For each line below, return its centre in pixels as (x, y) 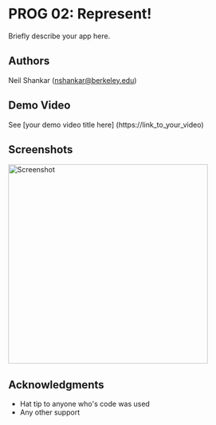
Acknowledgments (57, 385)
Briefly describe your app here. (59, 36)
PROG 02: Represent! (80, 14)
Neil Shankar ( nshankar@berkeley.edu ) (73, 80)
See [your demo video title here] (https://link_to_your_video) (106, 124)
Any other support (50, 412)
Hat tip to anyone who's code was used (84, 404)
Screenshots (41, 150)
